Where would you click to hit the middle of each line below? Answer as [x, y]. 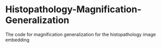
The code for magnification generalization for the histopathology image [81, 34]
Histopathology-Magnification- [74, 9]
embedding [17, 40]
